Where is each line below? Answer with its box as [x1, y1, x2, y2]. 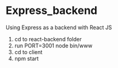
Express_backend [5, 4, 97, 18]
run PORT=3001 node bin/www [14, 42, 93, 49]
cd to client [14, 48, 43, 55]
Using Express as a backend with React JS [5, 24, 113, 31]
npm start [14, 55, 39, 62]
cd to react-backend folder [14, 35, 82, 42]
